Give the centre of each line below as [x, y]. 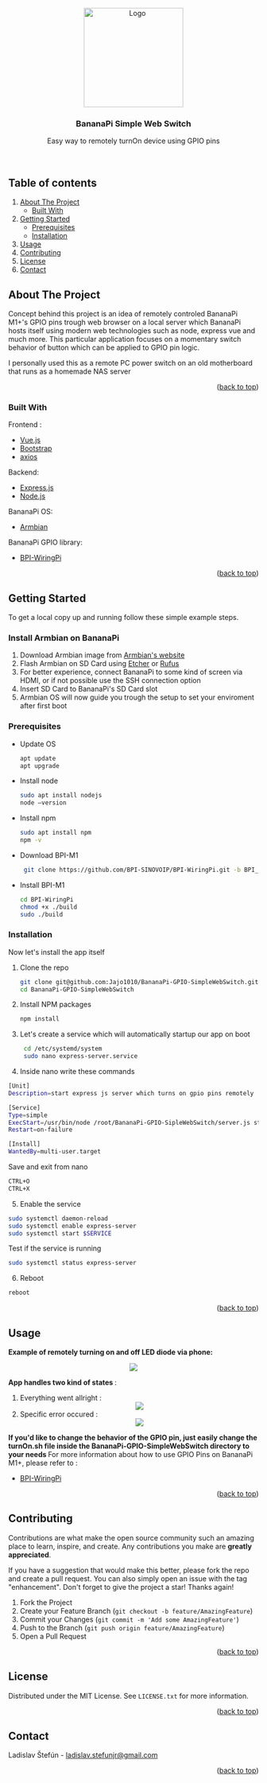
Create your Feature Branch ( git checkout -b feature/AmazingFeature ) [136, 1611]
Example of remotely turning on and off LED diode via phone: [110, 1352]
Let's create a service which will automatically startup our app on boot [135, 1034]
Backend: [24, 472]
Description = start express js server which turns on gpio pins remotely [131, 1093]
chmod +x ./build [48, 907]
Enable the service [50, 1204]
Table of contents [52, 182]
